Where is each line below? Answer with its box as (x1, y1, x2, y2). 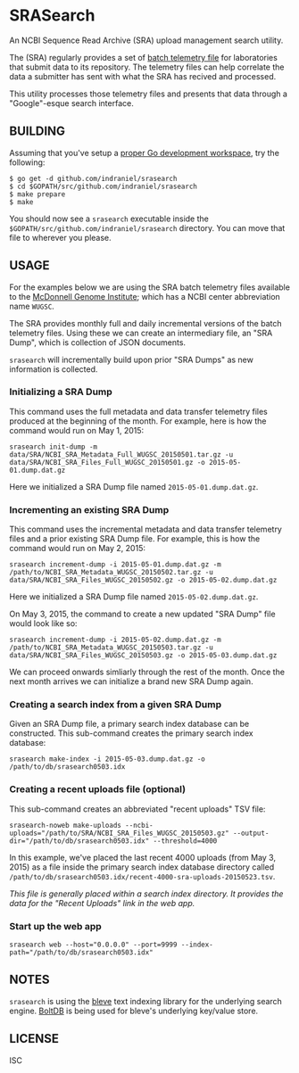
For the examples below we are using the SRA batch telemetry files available (9, 282, 290, 293)
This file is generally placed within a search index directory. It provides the (9, 888, 284, 899)
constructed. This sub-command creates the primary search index (9, 728, 254, 739)
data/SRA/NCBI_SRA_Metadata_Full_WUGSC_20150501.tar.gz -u (9, 450, 234, 459)
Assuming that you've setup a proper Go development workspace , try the (9, 147, 279, 158)
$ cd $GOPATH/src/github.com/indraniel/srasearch (9, 182, 198, 191)
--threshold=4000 (153, 836, 218, 846)
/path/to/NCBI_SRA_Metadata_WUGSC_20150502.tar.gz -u (9, 568, 214, 577)
